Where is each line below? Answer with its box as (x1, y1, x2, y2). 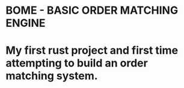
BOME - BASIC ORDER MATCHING (5, 4, 179, 17)
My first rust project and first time (5, 44, 179, 57)
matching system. (5, 69, 98, 83)
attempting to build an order (5, 56, 148, 70)
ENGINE (5, 16, 46, 30)
